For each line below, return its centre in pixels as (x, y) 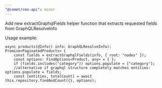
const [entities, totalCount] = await (53, 76)
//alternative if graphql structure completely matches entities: (82, 68)
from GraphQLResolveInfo (31, 28)
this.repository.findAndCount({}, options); (51, 80)
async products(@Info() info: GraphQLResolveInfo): (58, 46)
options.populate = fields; (33, 72)
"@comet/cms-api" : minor (30, 9)
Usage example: (21, 38)
